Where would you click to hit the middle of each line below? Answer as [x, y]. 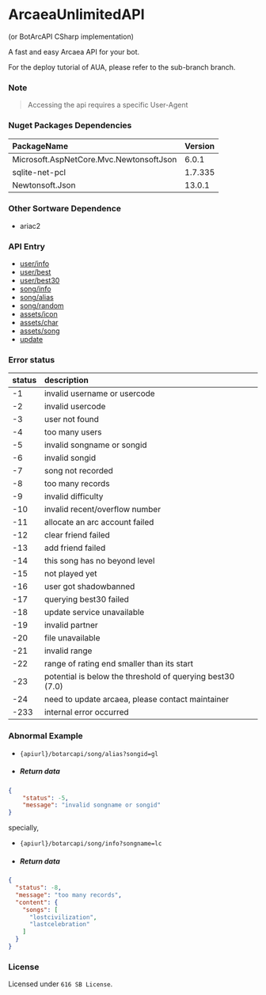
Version [200, 146]
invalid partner [71, 625]
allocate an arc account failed [99, 522]
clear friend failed [77, 535]
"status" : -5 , [46, 798]
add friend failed [75, 548]
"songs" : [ [40, 910]
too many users [73, 432]
